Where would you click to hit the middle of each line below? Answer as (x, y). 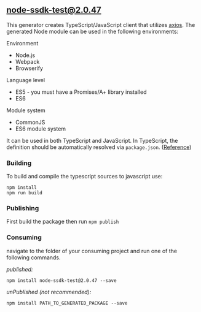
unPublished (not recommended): (49, 292)
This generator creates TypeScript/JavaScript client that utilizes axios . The (101, 25)
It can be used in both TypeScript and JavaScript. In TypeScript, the (92, 140)
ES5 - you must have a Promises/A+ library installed (81, 92)
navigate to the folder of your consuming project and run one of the (92, 251)
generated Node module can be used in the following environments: (93, 31)
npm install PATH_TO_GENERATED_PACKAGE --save (67, 303)
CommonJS (30, 122)
